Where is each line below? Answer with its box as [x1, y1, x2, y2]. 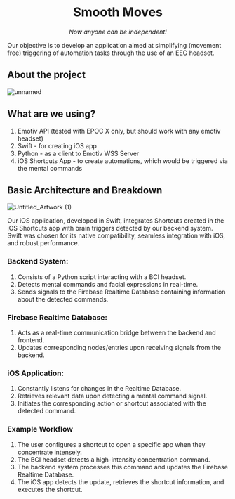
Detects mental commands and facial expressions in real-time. [17, 280, 199, 288]
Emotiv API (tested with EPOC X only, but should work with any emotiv [17, 127, 221, 135]
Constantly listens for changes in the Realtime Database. [17, 384, 182, 393]
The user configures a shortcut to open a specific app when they [17, 440, 206, 448]
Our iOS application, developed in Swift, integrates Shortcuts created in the [7, 216, 224, 225]
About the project [7, 69, 86, 81]
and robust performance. [7, 239, 80, 247]
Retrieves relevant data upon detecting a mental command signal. [17, 391, 208, 401]
